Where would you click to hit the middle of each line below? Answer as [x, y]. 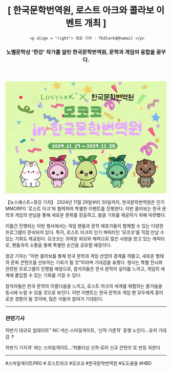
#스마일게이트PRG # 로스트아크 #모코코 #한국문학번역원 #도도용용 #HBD [79, 363]
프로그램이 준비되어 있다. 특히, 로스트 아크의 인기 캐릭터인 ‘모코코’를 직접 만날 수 [85, 232]
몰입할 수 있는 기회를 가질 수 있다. [48, 275]
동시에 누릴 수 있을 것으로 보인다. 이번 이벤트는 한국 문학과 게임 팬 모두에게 [80, 292]
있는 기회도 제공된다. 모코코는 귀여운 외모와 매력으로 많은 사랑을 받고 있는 [78, 238]
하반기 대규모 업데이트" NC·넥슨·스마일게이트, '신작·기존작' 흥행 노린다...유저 [81, 331]
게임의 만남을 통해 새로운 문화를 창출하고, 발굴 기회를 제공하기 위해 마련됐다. [90, 215]
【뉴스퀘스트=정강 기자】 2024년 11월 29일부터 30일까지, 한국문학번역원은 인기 [85, 202]
